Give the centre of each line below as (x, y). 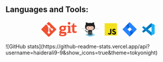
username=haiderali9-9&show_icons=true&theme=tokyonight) (81, 53)
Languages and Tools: (47, 10)
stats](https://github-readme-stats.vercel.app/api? (88, 46)
